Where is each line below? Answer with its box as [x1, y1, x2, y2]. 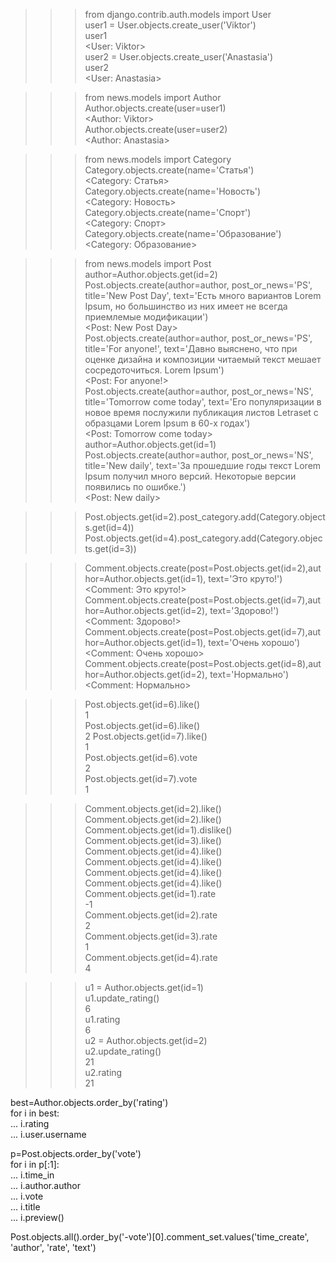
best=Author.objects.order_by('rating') [10, 1097, 169, 1108]
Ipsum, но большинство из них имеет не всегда [84, 300, 288, 312]
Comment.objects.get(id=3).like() [84, 835, 222, 846]
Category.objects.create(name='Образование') [84, 228, 282, 239]
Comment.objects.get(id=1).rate [84, 888, 217, 899]
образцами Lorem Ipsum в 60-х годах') [84, 417, 251, 429]
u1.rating [84, 1014, 121, 1025]
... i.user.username [10, 1129, 87, 1140]
